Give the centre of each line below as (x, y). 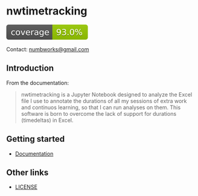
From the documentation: (38, 83)
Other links (27, 172)
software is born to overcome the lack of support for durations (99, 113)
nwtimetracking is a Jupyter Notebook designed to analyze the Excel (107, 94)
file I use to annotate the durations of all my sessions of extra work (104, 101)
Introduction (30, 68)
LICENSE (26, 187)
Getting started (36, 139)
